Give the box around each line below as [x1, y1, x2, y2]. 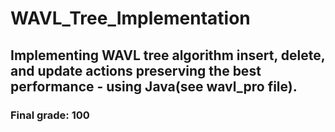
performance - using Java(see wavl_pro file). [10, 78, 298, 95]
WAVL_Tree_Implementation [10, 7, 251, 30]
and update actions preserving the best [10, 62, 262, 79]
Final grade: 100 [10, 108, 90, 122]
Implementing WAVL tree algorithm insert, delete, [10, 47, 326, 64]
